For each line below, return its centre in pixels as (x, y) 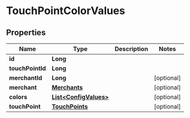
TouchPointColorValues (66, 11)
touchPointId (27, 68)
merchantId (26, 78)
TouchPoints (70, 107)
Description (132, 49)
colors (18, 97)
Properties (26, 33)
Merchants (67, 87)
